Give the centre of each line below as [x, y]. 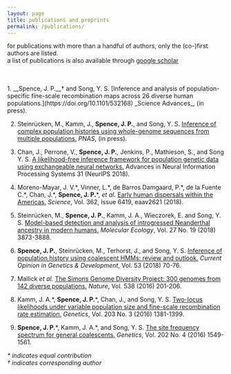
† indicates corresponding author [54, 363]
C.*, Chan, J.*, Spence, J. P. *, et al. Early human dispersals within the [115, 195]
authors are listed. [33, 53]
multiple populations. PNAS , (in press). [72, 139]
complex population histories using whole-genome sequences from [113, 131]
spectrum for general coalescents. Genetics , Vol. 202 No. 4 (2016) [111, 335]
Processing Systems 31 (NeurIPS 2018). [73, 174]
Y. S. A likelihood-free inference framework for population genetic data [118, 159]
